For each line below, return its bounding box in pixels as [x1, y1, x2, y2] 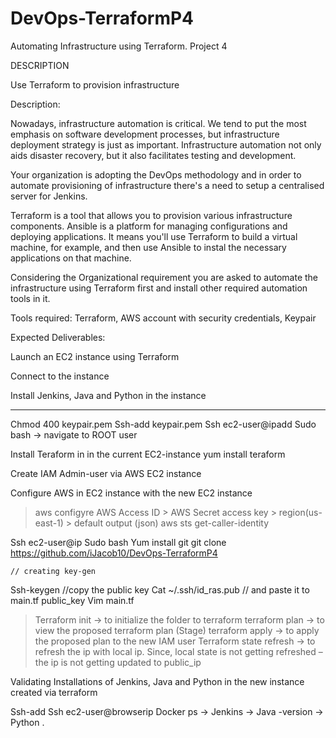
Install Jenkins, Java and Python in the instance [10, 389, 207, 401]
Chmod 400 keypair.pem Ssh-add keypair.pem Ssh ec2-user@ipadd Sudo [10, 418, 317, 430]
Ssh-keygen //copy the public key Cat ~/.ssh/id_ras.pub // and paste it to [10, 583, 310, 596]
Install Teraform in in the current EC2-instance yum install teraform [10, 448, 286, 460]
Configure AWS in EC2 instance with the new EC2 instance [10, 487, 253, 499]
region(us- [278, 506, 323, 518]
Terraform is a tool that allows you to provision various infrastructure [10, 209, 293, 221]
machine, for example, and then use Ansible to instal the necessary [10, 241, 287, 253]
